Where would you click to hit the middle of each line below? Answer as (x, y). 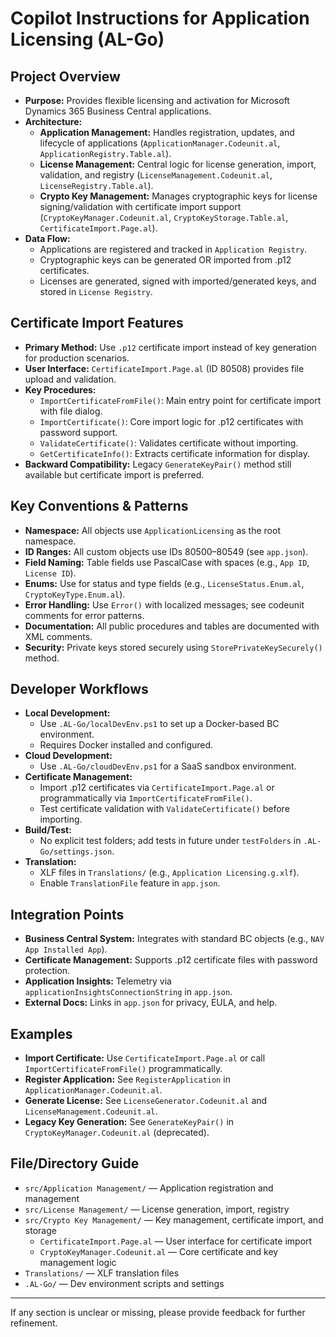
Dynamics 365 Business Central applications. (118, 111)
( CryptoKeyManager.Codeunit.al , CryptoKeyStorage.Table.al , (164, 217)
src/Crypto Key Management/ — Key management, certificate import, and (174, 1219)
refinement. (34, 1323)
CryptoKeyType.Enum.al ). (75, 594)
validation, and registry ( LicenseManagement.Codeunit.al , (156, 175)
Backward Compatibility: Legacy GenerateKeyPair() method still (158, 464)
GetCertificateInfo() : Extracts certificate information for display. (174, 453)
